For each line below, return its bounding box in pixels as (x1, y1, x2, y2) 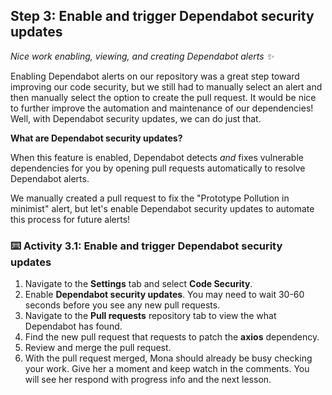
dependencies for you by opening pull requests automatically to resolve (10, 162, 306, 174)
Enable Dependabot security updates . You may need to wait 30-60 (24, 289, 305, 301)
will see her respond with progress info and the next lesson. (24, 374, 272, 386)
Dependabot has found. (24, 320, 123, 333)
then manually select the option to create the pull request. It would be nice (10, 91, 317, 103)
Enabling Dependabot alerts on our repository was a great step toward (10, 70, 300, 82)
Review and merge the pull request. (24, 342, 172, 354)
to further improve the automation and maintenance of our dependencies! (10, 102, 314, 114)
